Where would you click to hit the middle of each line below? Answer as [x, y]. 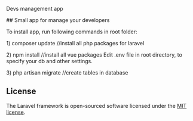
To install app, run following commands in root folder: [72, 32]
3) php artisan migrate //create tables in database [67, 73]
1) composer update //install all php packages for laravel [75, 43]
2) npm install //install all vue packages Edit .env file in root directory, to [94, 55]
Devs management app [35, 9]
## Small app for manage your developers [58, 20]
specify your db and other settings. [49, 61]
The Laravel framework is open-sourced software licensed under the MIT [96, 106]
